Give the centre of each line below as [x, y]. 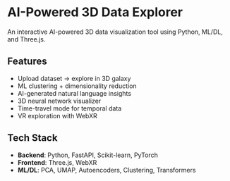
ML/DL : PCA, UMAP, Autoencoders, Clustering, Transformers [107, 170]
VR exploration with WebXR [57, 116]
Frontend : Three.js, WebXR [57, 162]
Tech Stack [32, 138]
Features [27, 62]
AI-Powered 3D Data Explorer [95, 12]
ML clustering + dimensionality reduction [77, 86]
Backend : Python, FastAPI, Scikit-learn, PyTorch [88, 155]
